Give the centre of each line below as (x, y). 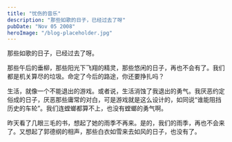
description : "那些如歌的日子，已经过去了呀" (66, 20)
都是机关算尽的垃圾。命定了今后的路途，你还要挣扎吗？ (86, 77)
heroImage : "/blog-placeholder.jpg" (60, 33)
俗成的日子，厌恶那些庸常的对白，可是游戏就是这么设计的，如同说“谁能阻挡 (115, 100)
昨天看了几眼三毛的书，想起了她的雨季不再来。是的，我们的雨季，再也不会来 (116, 123)
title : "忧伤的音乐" (34, 13)
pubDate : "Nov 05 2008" (41, 26)
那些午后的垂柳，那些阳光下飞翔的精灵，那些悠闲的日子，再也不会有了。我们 (116, 68)
